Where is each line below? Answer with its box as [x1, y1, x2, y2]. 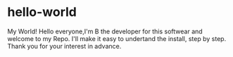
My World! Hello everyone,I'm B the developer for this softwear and [7, 27, 203, 35]
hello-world [7, 4, 77, 20]
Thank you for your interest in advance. [7, 42, 122, 50]
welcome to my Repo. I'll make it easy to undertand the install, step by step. [7, 34, 227, 42]
